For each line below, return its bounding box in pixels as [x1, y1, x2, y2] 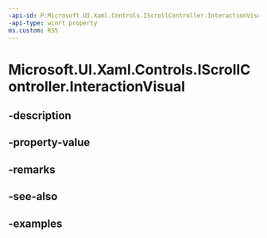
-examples [8, 217, 63, 230]
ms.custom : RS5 [8, 26, 59, 34]
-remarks [8, 163, 56, 176]
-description [8, 109, 72, 122]
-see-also [8, 190, 58, 203]
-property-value [8, 136, 91, 149]
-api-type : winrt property [8, 19, 98, 27]
